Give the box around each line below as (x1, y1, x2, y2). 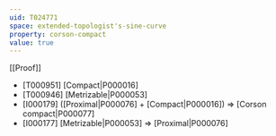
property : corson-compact (9, 30, 106, 38)
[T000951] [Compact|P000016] (22, 80, 139, 90)
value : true (9, 38, 54, 47)
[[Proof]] (9, 63, 42, 73)
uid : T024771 (9, 13, 58, 22)
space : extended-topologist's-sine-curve (9, 21, 167, 30)
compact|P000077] (22, 108, 95, 119)
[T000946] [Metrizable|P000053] (22, 89, 148, 100)
